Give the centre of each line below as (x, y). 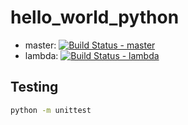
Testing (34, 87)
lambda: (41, 55)
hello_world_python (95, 17)
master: (40, 45)
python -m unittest (51, 110)
